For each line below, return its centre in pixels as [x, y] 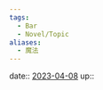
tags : [19, 17]
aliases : [25, 42]
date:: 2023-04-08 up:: [52, 76]
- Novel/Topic [43, 34]
